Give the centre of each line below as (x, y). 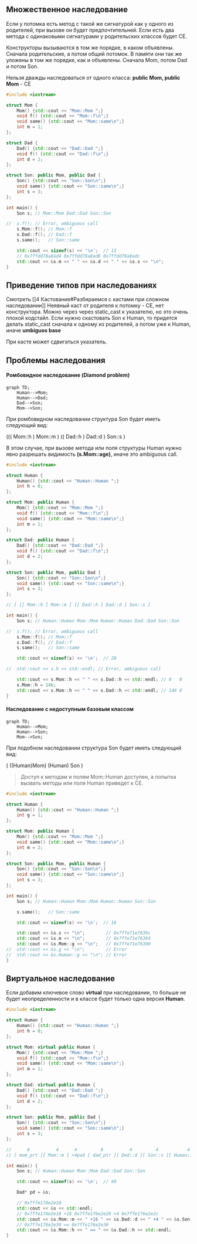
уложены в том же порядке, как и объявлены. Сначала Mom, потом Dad (97, 60)
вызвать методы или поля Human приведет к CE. (82, 783)
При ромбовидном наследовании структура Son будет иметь (83, 419)
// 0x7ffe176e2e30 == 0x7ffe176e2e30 (63, 1225)
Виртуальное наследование (61, 979)
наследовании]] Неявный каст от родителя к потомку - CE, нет (85, 306)
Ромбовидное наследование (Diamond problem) (68, 375)
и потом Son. (22, 66)
